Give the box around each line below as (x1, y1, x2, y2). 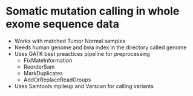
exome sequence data (5, 17, 119, 31)
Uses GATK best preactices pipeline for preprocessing (14, 50, 151, 57)
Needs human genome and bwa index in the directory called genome (14, 44, 187, 51)
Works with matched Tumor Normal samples (14, 37, 125, 44)
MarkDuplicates (23, 69, 64, 77)
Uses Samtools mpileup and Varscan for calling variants (14, 82, 154, 89)
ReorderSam (23, 63, 55, 70)
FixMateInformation (23, 57, 73, 64)
